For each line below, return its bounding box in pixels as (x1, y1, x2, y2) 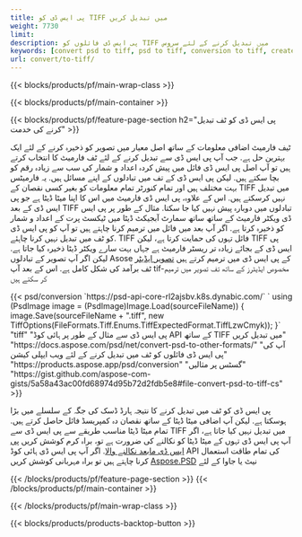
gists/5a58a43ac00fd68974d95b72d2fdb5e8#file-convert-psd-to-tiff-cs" (10, 378, 283, 389)
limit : (10, 30, 35, 39)
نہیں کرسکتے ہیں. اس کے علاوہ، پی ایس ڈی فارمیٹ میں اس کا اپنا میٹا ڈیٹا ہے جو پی (10, 192, 286, 203)
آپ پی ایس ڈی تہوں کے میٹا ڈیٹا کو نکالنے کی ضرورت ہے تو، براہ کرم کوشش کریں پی (10, 436, 291, 445)
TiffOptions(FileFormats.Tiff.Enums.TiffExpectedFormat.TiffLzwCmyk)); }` (10, 320, 281, 330)
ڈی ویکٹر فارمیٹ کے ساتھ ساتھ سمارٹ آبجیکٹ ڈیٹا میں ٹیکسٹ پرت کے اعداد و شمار (10, 213, 292, 223)
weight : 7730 (10, 22, 59, 31)
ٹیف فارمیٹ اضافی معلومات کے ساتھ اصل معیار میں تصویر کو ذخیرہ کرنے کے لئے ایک (10, 142, 291, 153)
